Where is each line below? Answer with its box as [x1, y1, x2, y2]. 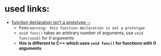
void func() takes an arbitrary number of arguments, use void [18, 30, 144, 36]
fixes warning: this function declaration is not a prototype [18, 25, 145, 30]
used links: [4, 3, 49, 14]
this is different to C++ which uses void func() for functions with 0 [18, 40, 156, 46]
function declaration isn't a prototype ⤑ [11, 19, 91, 25]
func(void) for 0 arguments [18, 35, 74, 41]
